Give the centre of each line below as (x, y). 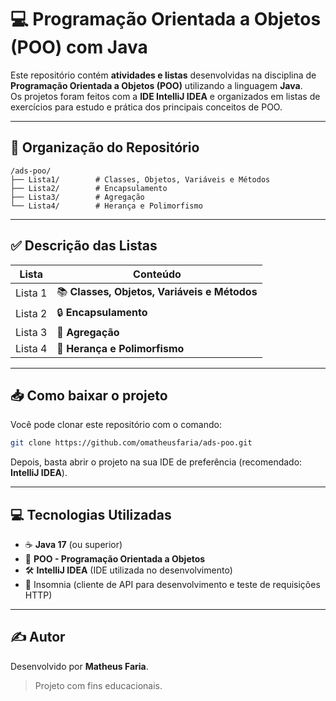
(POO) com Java (79, 47)
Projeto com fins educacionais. (98, 685)
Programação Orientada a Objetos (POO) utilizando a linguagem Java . (156, 85)
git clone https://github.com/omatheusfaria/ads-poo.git (131, 443)
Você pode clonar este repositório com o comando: (116, 425)
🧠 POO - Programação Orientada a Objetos (115, 559)
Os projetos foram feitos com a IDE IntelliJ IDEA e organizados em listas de (165, 96)
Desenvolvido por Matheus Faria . (79, 666)
